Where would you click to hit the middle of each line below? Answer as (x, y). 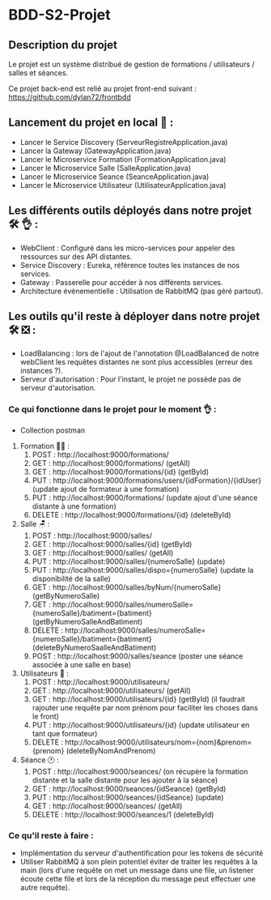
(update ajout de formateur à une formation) (106, 488)
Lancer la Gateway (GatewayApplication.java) (95, 151)
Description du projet (63, 45)
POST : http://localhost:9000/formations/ (101, 454)
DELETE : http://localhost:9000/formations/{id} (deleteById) (132, 514)
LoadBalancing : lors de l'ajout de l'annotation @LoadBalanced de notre (140, 353)
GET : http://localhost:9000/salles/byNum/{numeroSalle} (127, 587)
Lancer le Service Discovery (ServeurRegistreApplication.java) (124, 142)
